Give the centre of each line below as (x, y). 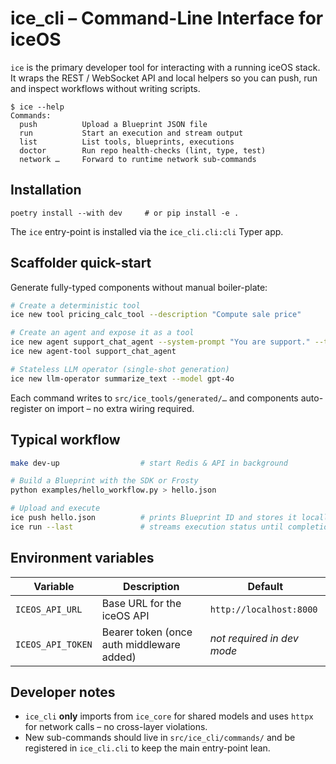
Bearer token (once (147, 632)
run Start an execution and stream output (131, 133)
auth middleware (141, 644)
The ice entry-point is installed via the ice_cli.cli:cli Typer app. (147, 231)
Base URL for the (141, 603)
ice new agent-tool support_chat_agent (93, 352)
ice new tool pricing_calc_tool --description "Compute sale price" (156, 315)
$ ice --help (37, 107)
